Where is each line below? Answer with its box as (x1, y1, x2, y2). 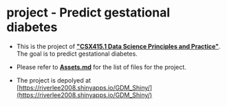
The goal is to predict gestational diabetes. (16, 50, 138, 58)
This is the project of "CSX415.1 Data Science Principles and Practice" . (16, 42, 221, 50)
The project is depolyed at (16, 76, 91, 84)
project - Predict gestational (6, 5, 171, 21)
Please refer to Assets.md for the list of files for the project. (16, 63, 186, 71)
